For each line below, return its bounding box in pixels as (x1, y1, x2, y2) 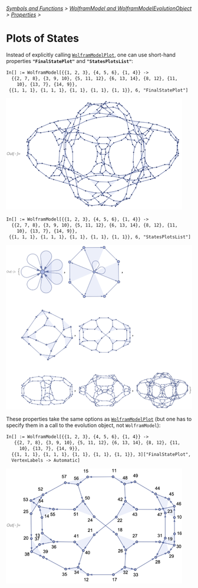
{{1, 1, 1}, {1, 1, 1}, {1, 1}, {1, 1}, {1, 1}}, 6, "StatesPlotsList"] (8, 234, 192, 240)
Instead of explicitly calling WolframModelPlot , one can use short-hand (6, 51, 176, 58)
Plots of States (6, 31, 80, 45)
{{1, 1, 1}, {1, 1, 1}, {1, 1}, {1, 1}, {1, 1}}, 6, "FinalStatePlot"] (8, 87, 189, 93)
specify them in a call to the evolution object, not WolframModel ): (6, 422, 161, 429)
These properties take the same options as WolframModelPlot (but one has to (6, 415, 192, 422)
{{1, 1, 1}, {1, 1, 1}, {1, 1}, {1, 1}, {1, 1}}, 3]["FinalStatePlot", (11, 451, 192, 457)
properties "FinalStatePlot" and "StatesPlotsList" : (6, 57, 134, 64)
